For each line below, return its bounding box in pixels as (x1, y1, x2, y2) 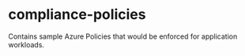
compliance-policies (8, 6, 146, 24)
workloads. (8, 39, 45, 49)
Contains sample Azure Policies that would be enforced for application (8, 32, 238, 41)
